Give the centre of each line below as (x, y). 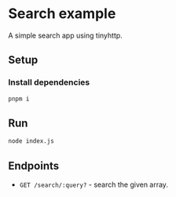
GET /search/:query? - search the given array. (94, 184)
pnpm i (19, 99)
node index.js (31, 141)
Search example (62, 14)
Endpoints (34, 166)
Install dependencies (49, 82)
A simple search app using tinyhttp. (66, 35)
